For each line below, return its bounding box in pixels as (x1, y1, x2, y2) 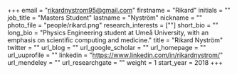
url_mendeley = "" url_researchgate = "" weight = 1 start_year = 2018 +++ (7, 58, 223, 66)
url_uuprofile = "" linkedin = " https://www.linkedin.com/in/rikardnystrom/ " (7, 51, 223, 59)
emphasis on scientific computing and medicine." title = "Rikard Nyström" (7, 36, 223, 44)
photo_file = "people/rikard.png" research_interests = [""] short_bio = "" (7, 21, 218, 29)
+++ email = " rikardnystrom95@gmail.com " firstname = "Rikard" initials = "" (7, 6, 231, 14)
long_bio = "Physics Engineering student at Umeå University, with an (7, 28, 209, 37)
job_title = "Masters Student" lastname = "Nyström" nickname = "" (7, 13, 203, 22)
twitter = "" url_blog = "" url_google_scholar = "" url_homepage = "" (7, 44, 206, 51)
